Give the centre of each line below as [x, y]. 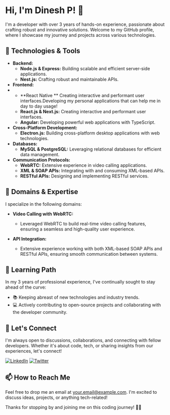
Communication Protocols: [41, 160]
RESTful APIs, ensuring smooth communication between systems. [89, 254]
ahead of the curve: [26, 287]
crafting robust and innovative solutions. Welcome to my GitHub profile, [80, 29]
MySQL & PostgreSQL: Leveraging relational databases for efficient [91, 149]
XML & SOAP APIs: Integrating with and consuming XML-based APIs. [92, 170]
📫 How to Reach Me [38, 377]
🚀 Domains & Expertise [42, 192]
